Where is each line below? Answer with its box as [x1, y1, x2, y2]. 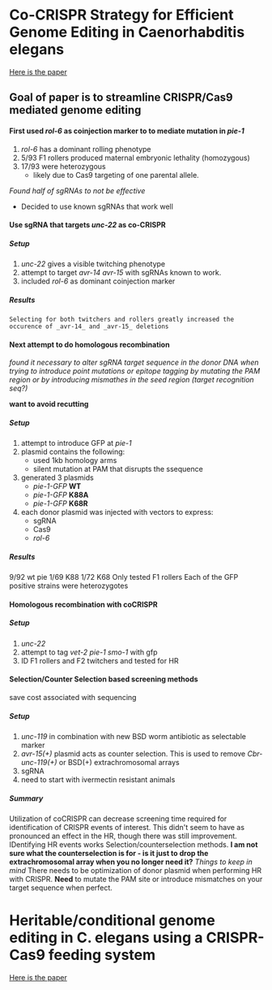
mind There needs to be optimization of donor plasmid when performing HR [9, 865, 262, 875]
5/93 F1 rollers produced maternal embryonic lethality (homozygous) [20, 153, 250, 162]
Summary [9, 793, 44, 803]
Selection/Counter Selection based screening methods [9, 674, 198, 684]
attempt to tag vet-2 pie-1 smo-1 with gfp [20, 647, 158, 657]
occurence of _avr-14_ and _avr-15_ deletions [9, 322, 169, 331]
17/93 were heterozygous [20, 161, 106, 171]
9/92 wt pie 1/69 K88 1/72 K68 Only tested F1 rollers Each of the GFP [9, 573, 239, 582]
